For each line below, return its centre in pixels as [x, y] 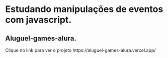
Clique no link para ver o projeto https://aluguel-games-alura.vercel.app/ [80, 50]
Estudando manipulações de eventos [84, 9]
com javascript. [38, 20]
